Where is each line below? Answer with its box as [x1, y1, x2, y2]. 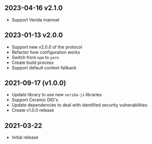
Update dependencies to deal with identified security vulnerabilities [11, 102, 148, 108]
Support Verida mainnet [11, 17, 59, 22]
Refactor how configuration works [11, 49, 80, 55]
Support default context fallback [11, 64, 76, 70]
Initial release [11, 134, 38, 141]
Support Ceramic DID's [11, 97, 58, 103]
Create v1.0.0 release [11, 107, 55, 113]
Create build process [11, 60, 54, 65]
